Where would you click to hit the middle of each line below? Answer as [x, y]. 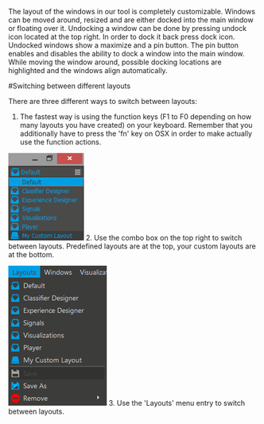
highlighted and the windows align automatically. [88, 70]
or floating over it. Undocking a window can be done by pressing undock [128, 28]
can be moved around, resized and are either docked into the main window [131, 20]
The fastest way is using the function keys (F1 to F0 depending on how [136, 117]
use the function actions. [60, 142]
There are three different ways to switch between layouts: [103, 101]
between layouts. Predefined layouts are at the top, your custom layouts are [132, 246]
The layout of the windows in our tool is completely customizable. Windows [132, 12]
